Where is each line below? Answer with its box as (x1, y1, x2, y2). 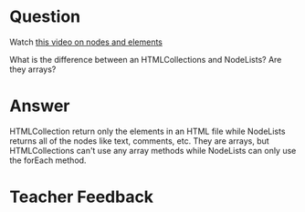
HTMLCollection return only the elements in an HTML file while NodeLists (9, 126, 286, 136)
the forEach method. (9, 155, 87, 166)
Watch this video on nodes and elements (9, 36, 163, 47)
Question (9, 6, 80, 27)
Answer (9, 96, 70, 116)
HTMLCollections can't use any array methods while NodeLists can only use (9, 145, 297, 156)
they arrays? (9, 64, 57, 75)
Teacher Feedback (9, 187, 153, 207)
